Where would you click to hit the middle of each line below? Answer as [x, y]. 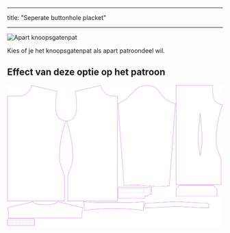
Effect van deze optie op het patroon [86, 72]
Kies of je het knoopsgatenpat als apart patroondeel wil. [86, 51]
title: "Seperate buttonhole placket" [57, 17]
